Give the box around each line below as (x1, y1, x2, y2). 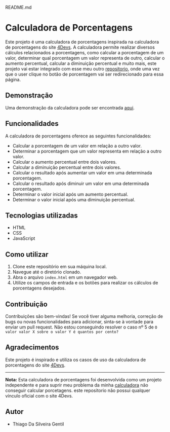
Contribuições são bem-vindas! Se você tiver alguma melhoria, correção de (5, 313, 163, 319)
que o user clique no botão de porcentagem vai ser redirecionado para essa (5, 71, 164, 77)
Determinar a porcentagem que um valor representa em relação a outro (12, 148, 162, 154)
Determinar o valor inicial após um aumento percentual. (12, 191, 129, 197)
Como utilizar (5, 250, 49, 259)
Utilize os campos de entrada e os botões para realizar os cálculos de (12, 280, 158, 286)
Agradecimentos (5, 343, 59, 352)
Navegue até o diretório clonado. (12, 269, 81, 275)
